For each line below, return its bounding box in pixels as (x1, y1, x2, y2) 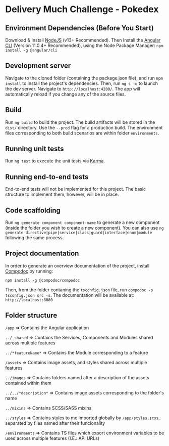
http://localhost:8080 (5, 297, 53, 302)
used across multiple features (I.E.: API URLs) (5, 435, 100, 441)
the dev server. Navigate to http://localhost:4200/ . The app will (5, 85, 140, 92)
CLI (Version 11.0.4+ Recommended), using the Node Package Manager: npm (5, 42, 163, 49)
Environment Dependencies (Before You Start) (5, 24, 154, 32)
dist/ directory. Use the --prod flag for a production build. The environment (5, 124, 163, 130)
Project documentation (5, 249, 79, 258)
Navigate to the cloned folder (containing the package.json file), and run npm (5, 75, 163, 81)
